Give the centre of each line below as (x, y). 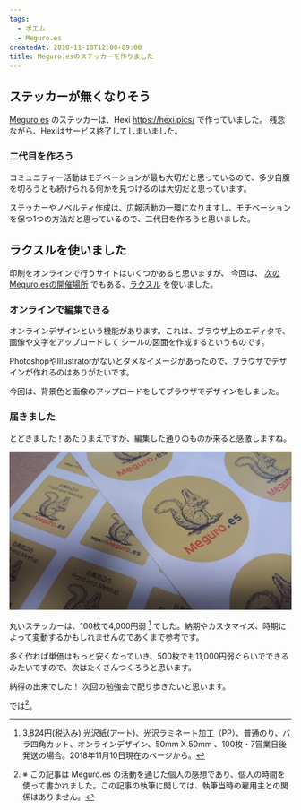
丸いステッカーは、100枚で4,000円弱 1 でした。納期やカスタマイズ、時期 (144, 625)
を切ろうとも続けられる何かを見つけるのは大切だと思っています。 (130, 189)
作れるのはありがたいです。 (83, 373)
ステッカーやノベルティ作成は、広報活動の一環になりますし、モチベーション (150, 208)
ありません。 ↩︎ (66, 797)
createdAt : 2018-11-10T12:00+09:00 (76, 47)
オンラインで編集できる (60, 309)
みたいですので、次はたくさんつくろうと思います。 (103, 667)
